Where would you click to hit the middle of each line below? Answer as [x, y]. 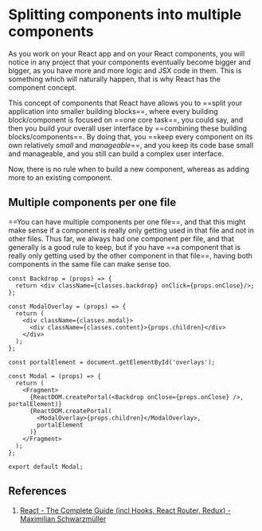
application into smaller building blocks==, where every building [113, 111]
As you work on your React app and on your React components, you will [127, 53]
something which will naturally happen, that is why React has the [114, 79]
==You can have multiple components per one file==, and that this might [127, 221]
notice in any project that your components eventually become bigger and [129, 62]
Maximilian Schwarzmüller [63, 518]
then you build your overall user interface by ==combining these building [128, 128]
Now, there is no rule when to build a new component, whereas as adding [129, 169]
